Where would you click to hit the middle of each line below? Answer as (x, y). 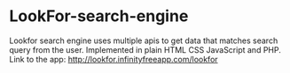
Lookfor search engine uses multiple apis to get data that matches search (144, 40)
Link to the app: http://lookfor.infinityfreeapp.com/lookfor (114, 59)
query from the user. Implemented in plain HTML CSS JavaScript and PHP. (145, 49)
